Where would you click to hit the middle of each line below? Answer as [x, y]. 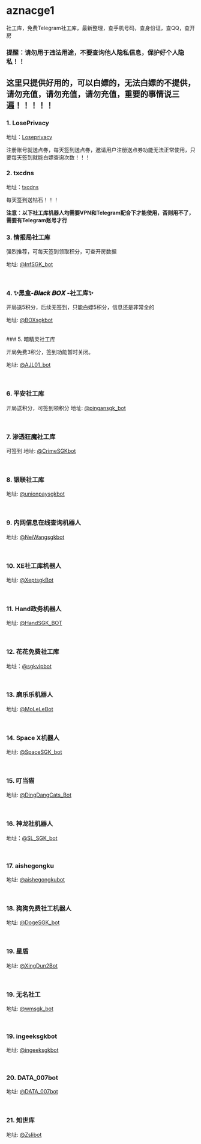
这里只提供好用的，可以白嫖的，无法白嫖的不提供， [101, 83]
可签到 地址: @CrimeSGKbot [41, 451]
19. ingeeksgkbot [32, 1036]
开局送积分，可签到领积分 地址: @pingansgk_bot [66, 408]
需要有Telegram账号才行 [37, 220]
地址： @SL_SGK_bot [32, 838]
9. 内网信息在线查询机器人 [43, 523]
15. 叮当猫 [20, 781]
